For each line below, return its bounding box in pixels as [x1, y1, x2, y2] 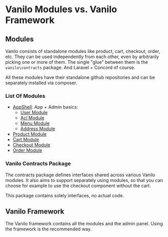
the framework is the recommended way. [5, 226, 92, 232]
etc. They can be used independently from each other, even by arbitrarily [5, 54, 159, 60]
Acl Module [20, 115, 45, 121]
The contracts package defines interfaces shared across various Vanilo [5, 172, 156, 178]
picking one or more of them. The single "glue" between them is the [5, 59, 148, 65]
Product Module [12, 131, 47, 137]
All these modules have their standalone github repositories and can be [5, 74, 155, 80]
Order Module [12, 147, 42, 153]
